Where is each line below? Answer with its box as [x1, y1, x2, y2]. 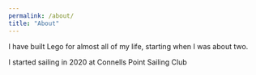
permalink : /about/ [8, 11, 75, 20]
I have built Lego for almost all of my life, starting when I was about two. [8, 41, 249, 51]
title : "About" [8, 19, 60, 27]
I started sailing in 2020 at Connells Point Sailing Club [8, 57, 188, 67]
